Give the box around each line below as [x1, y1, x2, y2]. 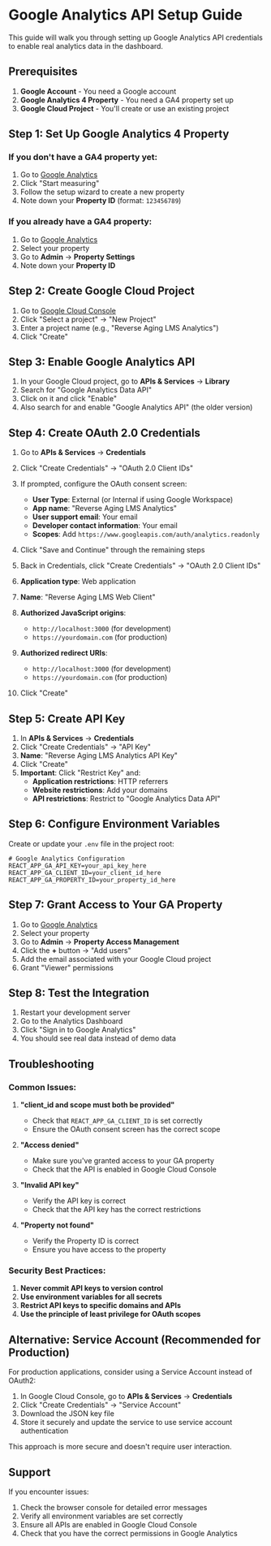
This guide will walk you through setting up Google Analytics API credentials [8, 32, 264, 42]
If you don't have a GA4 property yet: [8, 152, 158, 163]
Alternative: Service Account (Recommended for [8, 1332, 261, 1346]
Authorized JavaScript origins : [19, 608, 127, 618]
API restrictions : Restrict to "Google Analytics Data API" [32, 794, 221, 803]
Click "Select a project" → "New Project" [19, 314, 157, 324]
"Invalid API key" [19, 1180, 80, 1190]
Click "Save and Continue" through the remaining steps [19, 545, 205, 555]
